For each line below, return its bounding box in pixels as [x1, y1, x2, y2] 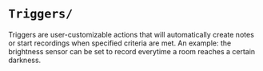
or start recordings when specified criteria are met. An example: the [8, 38, 232, 48]
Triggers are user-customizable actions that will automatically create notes [8, 30, 254, 39]
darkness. [8, 55, 42, 65]
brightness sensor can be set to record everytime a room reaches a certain [8, 46, 256, 56]
